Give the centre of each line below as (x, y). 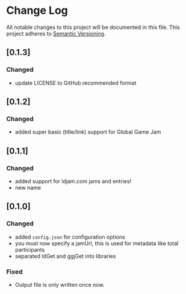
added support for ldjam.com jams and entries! (73, 181)
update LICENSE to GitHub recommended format (76, 83)
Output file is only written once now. (60, 284)
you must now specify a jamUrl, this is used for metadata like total (97, 243)
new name (28, 188)
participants (30, 249)
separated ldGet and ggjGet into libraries (65, 256)
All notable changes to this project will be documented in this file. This (93, 27)
